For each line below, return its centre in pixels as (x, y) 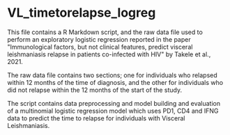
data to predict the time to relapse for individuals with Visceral (96, 118)
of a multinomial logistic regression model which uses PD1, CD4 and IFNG (113, 111)
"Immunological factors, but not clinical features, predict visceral (100, 47)
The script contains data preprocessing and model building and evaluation (114, 103)
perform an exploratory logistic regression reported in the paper (99, 39)
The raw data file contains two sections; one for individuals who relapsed (112, 75)
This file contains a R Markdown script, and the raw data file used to (105, 32)
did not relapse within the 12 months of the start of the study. (95, 90)
